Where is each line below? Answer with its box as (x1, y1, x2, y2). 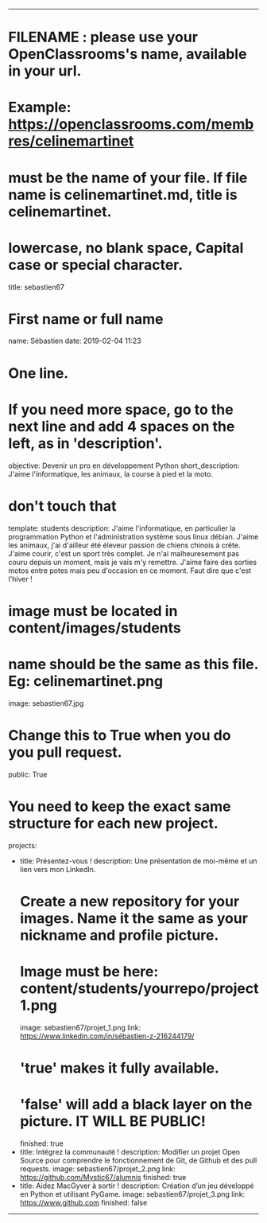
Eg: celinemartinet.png (8, 672, 164, 690)
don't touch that (8, 497, 117, 515)
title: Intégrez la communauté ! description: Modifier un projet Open (19, 1147, 241, 1156)
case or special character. (8, 255, 184, 274)
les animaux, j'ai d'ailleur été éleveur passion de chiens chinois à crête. (8, 540, 241, 550)
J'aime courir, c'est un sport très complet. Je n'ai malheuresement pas (8, 548, 240, 558)
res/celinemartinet (8, 132, 134, 150)
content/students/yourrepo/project (19, 980, 260, 997)
